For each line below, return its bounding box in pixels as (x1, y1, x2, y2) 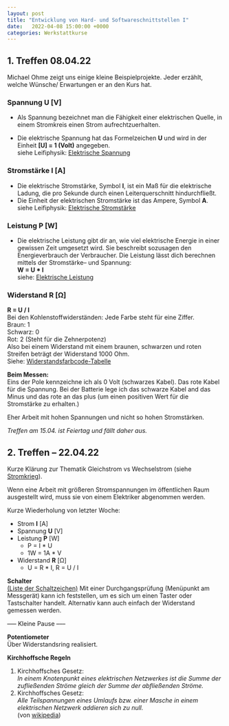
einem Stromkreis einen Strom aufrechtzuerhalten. (17, 121, 160, 129)
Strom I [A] (17, 520, 48, 528)
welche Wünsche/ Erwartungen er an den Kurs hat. (7, 81, 152, 89)
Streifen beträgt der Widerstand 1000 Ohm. (7, 350, 130, 359)
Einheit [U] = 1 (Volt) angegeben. (17, 141, 110, 150)
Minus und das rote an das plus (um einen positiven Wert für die (7, 392, 189, 401)
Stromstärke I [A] (7, 166, 66, 176)
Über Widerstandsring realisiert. (7, 641, 98, 649)
